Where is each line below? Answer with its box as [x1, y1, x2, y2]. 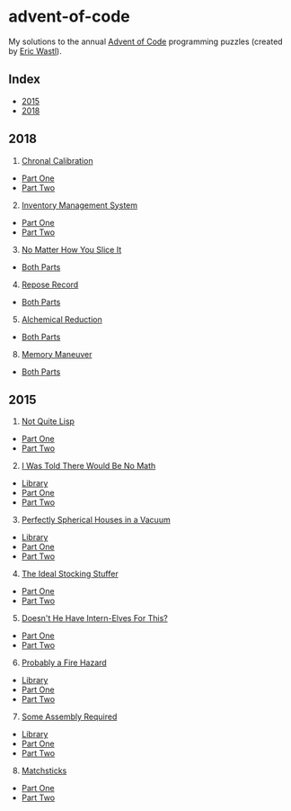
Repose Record [21, 279, 79, 290]
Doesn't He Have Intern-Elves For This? [21, 613, 168, 624]
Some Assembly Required [21, 711, 118, 722]
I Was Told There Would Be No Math [21, 461, 156, 472]
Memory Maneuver [21, 348, 93, 359]
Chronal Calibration [21, 155, 93, 166]
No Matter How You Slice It [21, 244, 122, 255]
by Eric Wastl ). [8, 45, 62, 56]
